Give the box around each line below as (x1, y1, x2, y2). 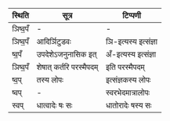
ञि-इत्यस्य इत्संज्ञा (105, 36, 158, 46)
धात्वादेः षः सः (36, 100, 73, 111)
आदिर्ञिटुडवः (36, 36, 72, 46)
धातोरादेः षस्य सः (105, 100, 152, 111)
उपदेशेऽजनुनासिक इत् (36, 49, 97, 60)
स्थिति (12, 10, 29, 20)
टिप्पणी (122, 10, 141, 20)
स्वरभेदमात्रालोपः (105, 87, 150, 97)
